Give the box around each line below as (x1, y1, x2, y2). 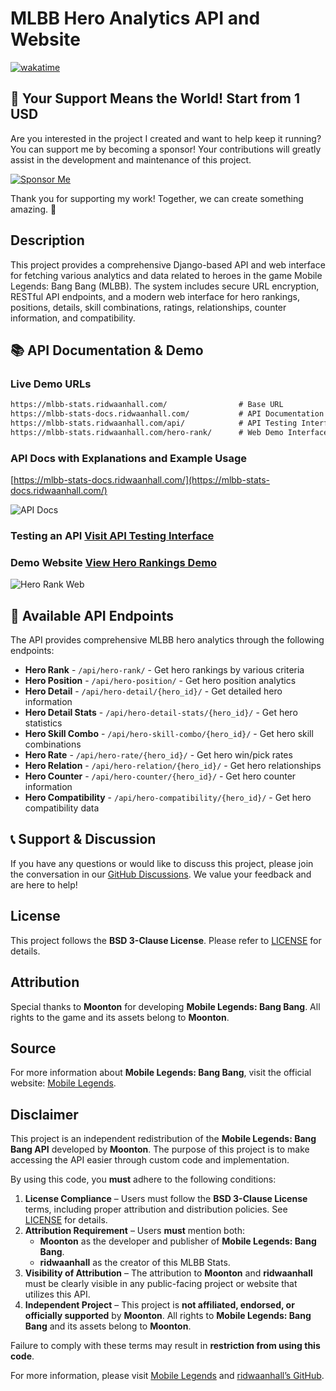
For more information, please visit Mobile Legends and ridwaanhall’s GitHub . (10, 1370, 325, 1382)
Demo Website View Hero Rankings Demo (10, 555, 218, 569)
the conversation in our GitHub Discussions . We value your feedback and (10, 868, 312, 880)
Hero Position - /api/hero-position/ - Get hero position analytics (24, 675, 297, 687)
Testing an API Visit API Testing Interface (10, 528, 215, 542)
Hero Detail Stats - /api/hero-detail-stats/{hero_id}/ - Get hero (24, 707, 298, 719)
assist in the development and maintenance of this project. (10, 153, 252, 166)
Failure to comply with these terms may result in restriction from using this (10, 1340, 321, 1352)
